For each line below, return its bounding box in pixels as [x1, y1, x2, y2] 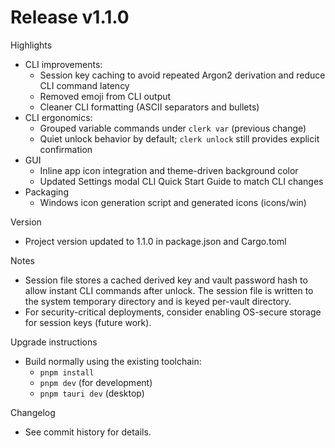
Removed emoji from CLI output [39, 90, 172, 102]
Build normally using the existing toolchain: [24, 355, 202, 367]
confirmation [39, 143, 93, 155]
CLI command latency [39, 79, 130, 91]
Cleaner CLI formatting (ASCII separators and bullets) [39, 101, 260, 113]
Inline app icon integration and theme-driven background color [39, 164, 299, 176]
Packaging [24, 186, 69, 198]
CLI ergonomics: [24, 111, 93, 123]
